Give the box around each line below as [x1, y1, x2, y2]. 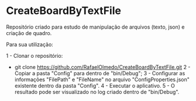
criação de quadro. [6, 29, 52, 36]
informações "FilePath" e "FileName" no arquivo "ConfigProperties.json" [14, 76, 190, 83]
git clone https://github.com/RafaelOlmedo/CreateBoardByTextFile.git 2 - [14, 63, 191, 71]
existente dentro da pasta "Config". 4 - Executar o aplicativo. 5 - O [14, 82, 176, 89]
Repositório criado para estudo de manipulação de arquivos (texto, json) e [6, 23, 185, 30]
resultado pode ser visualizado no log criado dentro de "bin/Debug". [14, 88, 180, 95]
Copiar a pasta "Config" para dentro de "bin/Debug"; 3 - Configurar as [14, 69, 185, 76]
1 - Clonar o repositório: [6, 52, 63, 59]
